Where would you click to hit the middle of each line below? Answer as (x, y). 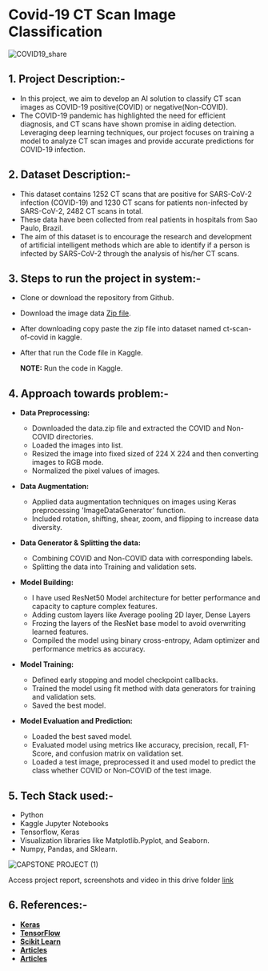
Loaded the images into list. (77, 445)
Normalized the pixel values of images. (96, 471)
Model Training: (47, 664)
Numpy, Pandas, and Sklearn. (68, 849)
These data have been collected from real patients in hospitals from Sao (138, 219)
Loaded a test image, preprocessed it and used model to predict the (144, 762)
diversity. (47, 528)
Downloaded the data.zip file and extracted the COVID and (128, 428)
